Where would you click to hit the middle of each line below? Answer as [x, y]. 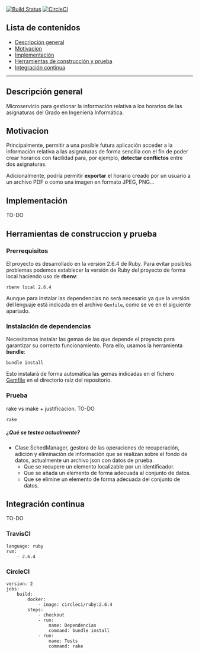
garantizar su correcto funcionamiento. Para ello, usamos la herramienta [94, 345]
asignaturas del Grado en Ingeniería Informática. [65, 112]
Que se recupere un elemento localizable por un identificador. [99, 466]
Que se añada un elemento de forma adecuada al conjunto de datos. [107, 473]
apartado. [18, 311]
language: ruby [25, 546]
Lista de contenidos [43, 28]
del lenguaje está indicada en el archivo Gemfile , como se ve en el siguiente [99, 304]
